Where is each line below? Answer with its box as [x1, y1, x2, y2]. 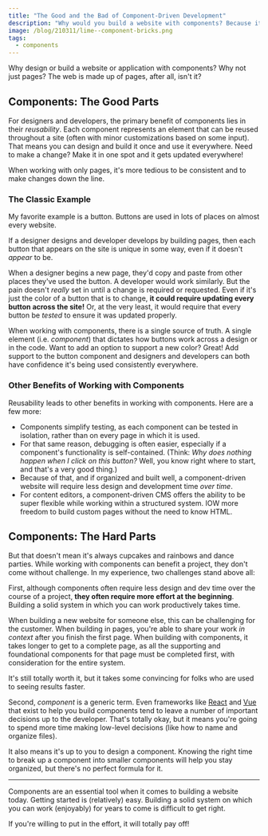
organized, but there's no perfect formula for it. [8, 763, 164, 774]
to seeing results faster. [8, 682, 86, 692]
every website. [8, 220, 57, 230]
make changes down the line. [8, 173, 105, 183]
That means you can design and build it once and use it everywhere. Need [8, 141, 253, 151]
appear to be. [8, 253, 53, 262]
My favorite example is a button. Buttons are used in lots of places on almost [8, 212, 260, 222]
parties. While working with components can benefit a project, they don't [8, 559, 249, 569]
